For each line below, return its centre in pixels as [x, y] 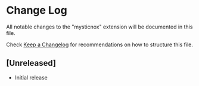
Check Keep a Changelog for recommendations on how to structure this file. [100, 44]
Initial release [31, 77]
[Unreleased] [31, 63]
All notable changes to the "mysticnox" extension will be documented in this [99, 27]
